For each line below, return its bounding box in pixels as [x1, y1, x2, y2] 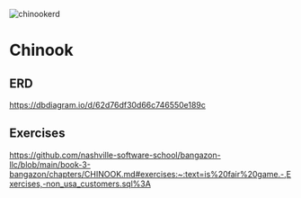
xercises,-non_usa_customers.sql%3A [9, 178, 151, 189]
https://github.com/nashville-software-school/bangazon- [9, 149, 222, 160]
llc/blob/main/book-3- [9, 158, 92, 170]
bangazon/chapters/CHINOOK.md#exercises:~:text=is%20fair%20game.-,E [9, 168, 292, 179]
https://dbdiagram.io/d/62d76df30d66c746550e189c [9, 100, 207, 110]
